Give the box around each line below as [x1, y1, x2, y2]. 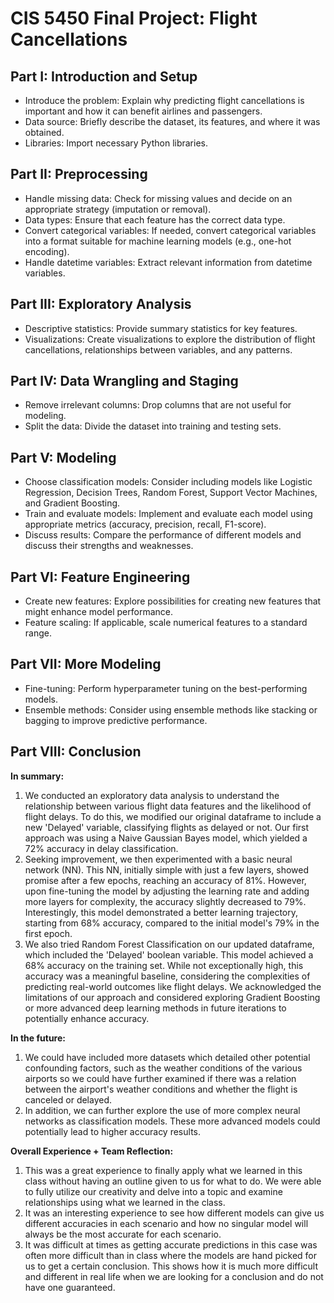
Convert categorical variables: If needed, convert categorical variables [24, 224, 317, 236]
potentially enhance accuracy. [24, 1012, 150, 1024]
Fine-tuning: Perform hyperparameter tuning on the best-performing [24, 682, 308, 694]
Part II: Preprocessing [10, 166, 148, 183]
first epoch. [24, 927, 73, 939]
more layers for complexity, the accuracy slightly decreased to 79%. [24, 895, 307, 907]
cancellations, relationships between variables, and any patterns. [24, 343, 293, 356]
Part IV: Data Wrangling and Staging [10, 373, 239, 390]
